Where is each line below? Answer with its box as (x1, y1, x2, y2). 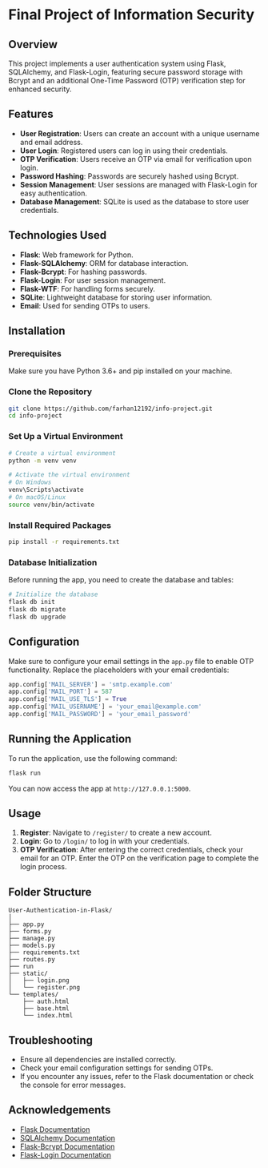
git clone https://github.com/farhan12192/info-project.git (8, 405, 214, 413)
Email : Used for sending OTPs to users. (19, 300, 150, 310)
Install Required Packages (8, 519, 112, 530)
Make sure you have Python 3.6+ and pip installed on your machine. (8, 366, 233, 376)
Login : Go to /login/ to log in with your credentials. (19, 836, 190, 846)
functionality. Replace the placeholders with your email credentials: (8, 665, 230, 675)
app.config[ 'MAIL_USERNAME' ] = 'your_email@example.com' (8, 703, 202, 711)
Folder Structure (8, 885, 92, 899)
